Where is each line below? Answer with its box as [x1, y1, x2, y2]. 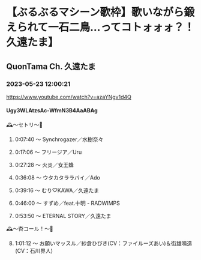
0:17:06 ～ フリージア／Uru [14, 148, 82, 156]
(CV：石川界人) [14, 247, 53, 255]
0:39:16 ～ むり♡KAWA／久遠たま [14, 187, 100, 194]
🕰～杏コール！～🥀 [6, 225, 53, 232]
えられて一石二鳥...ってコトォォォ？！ [6, 20, 195, 34]
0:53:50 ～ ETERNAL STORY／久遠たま [14, 213, 112, 220]
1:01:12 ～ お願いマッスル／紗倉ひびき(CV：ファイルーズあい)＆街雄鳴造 [14, 240, 193, 247]
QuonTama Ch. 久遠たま [6, 61, 96, 71]
